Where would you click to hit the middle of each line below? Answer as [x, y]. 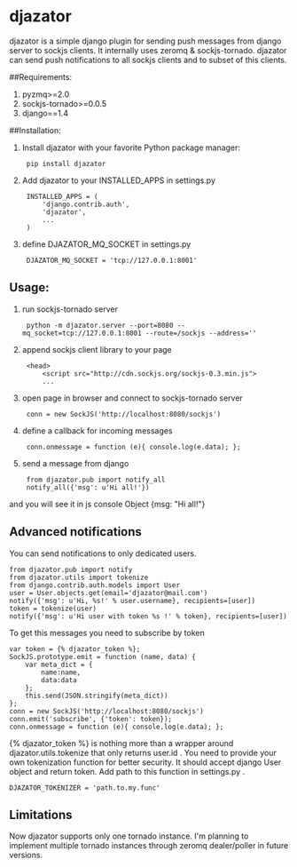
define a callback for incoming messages [97, 430]
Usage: [30, 287]
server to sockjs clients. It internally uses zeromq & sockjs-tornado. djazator [148, 50]
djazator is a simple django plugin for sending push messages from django [145, 41]
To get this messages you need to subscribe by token [107, 632]
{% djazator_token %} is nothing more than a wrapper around [121, 743]
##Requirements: [41, 76]
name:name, [61, 672]
